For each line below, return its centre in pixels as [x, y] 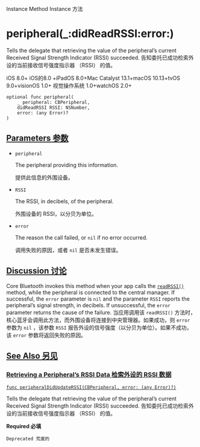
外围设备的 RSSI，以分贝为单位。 [56, 214]
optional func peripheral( [40, 97]
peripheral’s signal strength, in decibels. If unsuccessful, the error [88, 305]
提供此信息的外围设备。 [44, 177]
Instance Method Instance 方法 [45, 9]
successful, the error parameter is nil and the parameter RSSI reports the [98, 299]
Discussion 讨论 [37, 271]
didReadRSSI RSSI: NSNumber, [54, 108]
